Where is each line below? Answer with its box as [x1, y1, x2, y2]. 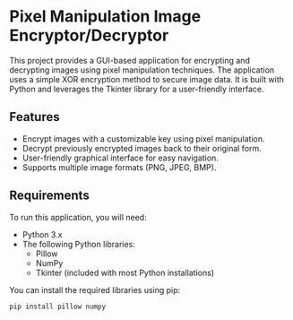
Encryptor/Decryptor [9, 25, 169, 46]
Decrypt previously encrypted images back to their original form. [22, 143, 262, 153]
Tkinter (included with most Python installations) [35, 267, 215, 278]
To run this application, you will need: [9, 212, 147, 222]
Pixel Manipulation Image [9, 6, 202, 27]
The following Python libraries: [22, 238, 136, 249]
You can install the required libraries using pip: [9, 284, 181, 295]
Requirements [9, 188, 90, 203]
